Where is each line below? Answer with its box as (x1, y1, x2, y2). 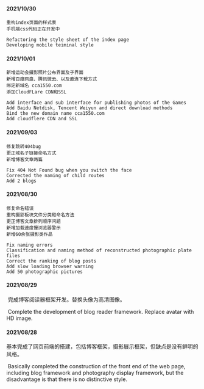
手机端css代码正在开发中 (6, 26, 60, 32)
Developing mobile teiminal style (6, 42, 94, 48)
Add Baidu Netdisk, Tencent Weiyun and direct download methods (6, 105, 173, 111)
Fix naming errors (6, 242, 53, 248)
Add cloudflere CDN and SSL (6, 116, 78, 122)
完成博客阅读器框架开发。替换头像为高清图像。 (7, 296, 125, 304)
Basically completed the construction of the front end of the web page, (7, 363, 186, 370)
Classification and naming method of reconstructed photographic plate (6, 247, 192, 253)
